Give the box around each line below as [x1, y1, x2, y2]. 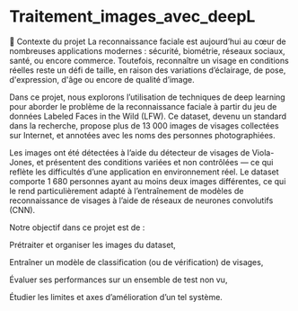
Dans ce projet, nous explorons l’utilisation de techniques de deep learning [9, 92, 285, 102]
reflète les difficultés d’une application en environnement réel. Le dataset [9, 166, 280, 177]
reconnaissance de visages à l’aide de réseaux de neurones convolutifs [9, 195, 274, 206]
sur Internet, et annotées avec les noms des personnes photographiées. [9, 129, 276, 140]
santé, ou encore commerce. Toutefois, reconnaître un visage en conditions [9, 55, 289, 66]
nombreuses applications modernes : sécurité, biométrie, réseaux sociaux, [9, 45, 285, 56]
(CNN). [9, 204, 36, 215]
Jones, [9, 156, 35, 167]
